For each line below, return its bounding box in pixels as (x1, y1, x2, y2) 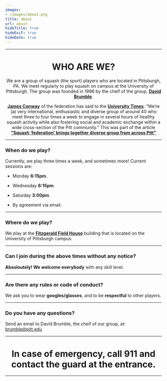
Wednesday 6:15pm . (12, 183, 55, 189)
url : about (5, 21, 28, 26)
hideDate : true (5, 35, 37, 40)
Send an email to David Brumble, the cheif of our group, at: (5, 321, 126, 327)
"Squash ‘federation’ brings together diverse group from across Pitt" (10, 129, 157, 135)
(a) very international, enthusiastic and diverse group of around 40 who (10, 108, 157, 115)
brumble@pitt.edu (5, 326, 42, 332)
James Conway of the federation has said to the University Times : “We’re (7, 103, 160, 109)
